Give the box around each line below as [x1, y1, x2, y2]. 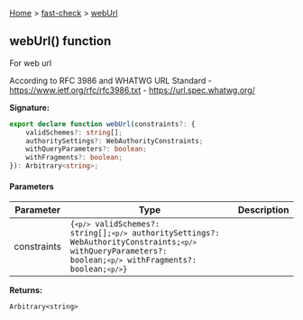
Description [237, 204, 289, 216]
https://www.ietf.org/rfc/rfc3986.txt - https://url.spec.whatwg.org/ [9, 85, 255, 96]
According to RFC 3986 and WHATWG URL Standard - [9, 75, 212, 86]
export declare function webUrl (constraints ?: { [9, 119, 196, 129]
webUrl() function [9, 33, 112, 49]
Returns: [9, 285, 43, 296]
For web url [9, 58, 52, 69]
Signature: [9, 102, 50, 113]
